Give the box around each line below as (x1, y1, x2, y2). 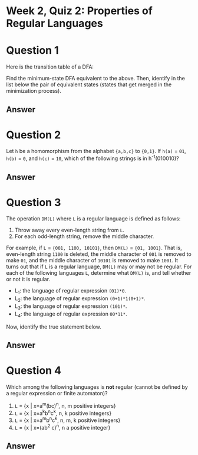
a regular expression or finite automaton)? (6, 389, 108, 396)
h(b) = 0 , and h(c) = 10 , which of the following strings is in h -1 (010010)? (6, 154, 179, 162)
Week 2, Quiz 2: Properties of (6, 4, 153, 18)
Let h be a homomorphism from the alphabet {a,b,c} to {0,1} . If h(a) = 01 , (6, 148, 187, 155)
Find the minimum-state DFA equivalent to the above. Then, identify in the (6, 75, 186, 82)
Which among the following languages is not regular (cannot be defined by (6, 383, 189, 391)
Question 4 (6, 364, 62, 378)
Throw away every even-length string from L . (14, 226, 125, 234)
